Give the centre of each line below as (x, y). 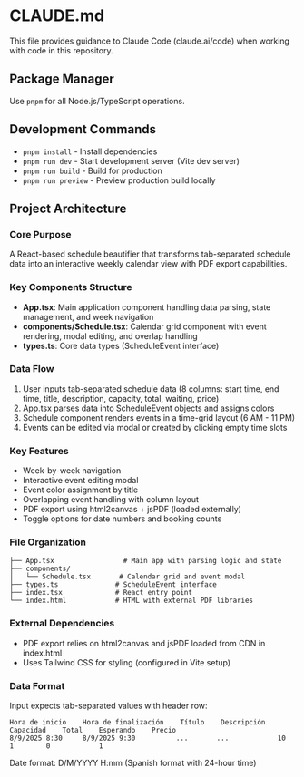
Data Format (37, 685)
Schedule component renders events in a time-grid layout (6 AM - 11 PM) (159, 417)
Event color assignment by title (80, 490)
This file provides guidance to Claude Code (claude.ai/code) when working (150, 41)
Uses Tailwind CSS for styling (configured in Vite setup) (127, 662)
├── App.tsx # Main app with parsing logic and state (146, 561)
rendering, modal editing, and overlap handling (110, 335)
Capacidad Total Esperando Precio (93, 731)
